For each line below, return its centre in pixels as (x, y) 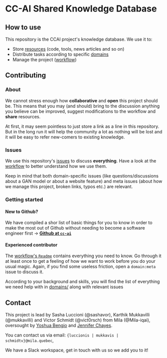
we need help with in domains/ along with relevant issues (64, 287)
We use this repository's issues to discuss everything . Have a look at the (81, 160)
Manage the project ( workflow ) (44, 60)
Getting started (24, 200)
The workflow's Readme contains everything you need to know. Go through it (83, 256)
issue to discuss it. (24, 272)
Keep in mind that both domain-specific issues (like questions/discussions (82, 175)
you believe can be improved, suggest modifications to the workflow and (80, 111)
